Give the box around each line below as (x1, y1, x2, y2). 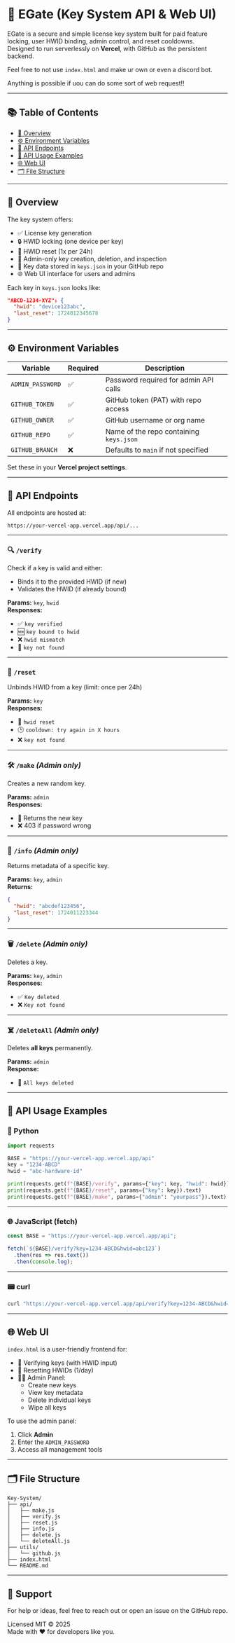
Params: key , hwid (7, 598, 59, 607)
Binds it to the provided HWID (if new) (17, 577, 127, 586)
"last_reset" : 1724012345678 (13, 310, 99, 317)
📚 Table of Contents (7, 106, 99, 118)
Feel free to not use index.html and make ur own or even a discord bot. (7, 65, 213, 74)
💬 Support (7, 1588, 52, 1600)
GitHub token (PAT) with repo (105, 395, 201, 405)
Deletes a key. (7, 958, 48, 966)
